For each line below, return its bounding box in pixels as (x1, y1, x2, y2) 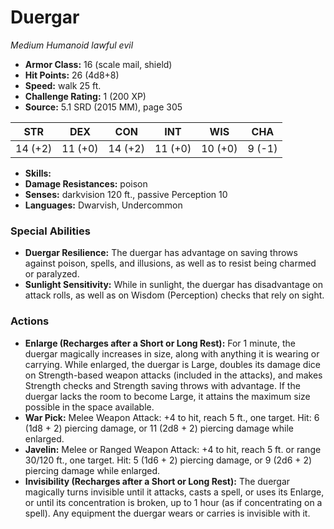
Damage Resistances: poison (24, 177, 148, 190)
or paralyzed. (24, 268, 80, 280)
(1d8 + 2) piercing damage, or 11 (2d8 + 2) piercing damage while (24, 422, 294, 434)
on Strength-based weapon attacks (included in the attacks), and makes (24, 369, 323, 381)
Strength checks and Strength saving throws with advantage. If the (24, 379, 301, 391)
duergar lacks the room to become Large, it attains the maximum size (24, 390, 311, 402)
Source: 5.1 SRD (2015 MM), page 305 (24, 101, 183, 113)
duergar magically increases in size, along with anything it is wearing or (24, 347, 320, 360)
